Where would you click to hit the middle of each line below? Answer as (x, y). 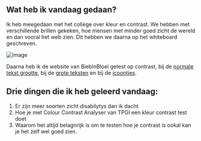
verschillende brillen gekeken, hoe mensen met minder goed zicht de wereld (101, 30)
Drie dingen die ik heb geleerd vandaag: (82, 92)
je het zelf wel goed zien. (46, 131)
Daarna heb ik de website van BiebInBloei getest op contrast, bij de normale (100, 66)
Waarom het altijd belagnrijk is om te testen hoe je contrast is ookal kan (103, 125)
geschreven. (22, 43)
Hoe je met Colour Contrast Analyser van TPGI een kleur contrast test (101, 112)
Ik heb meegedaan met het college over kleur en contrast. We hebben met (98, 24)
